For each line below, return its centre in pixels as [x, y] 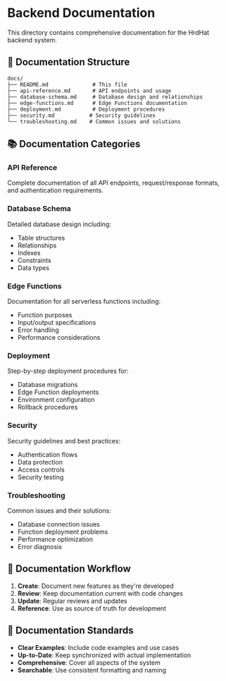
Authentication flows [48, 454]
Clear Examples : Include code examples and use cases [98, 647]
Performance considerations [59, 338]
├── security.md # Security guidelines [82, 115]
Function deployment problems [63, 532]
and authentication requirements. [55, 190]
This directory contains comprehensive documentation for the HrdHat [108, 32]
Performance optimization [55, 539]
